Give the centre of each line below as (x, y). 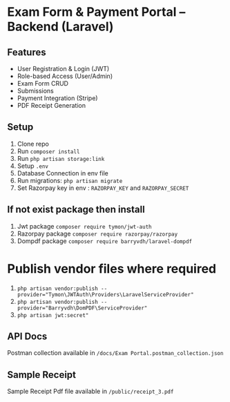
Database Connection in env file (63, 173)
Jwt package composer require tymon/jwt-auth (84, 226)
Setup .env (32, 166)
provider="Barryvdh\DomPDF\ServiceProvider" (82, 308)
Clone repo (33, 144)
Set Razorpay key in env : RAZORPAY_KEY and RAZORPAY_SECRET (103, 188)
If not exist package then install (76, 210)
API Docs (27, 336)
